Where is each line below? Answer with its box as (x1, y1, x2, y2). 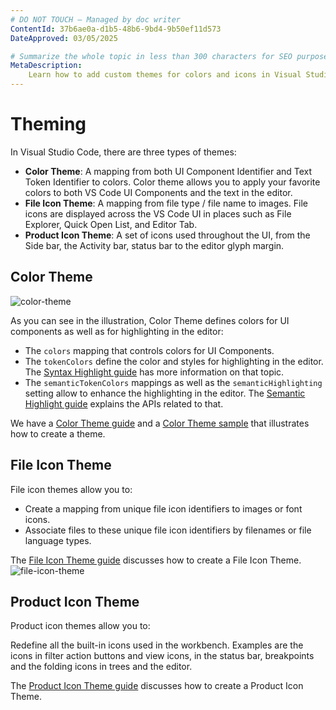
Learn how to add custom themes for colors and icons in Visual (28, 70, 302, 80)
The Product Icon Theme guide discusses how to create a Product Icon (10, 680, 304, 692)
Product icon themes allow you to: (10, 620, 151, 632)
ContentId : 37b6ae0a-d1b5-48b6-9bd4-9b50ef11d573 (10, 24, 222, 34)
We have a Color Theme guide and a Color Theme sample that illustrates (10, 417, 310, 429)
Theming (10, 113, 87, 136)
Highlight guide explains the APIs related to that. (24, 397, 224, 410)
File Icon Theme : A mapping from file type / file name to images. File (24, 197, 309, 209)
